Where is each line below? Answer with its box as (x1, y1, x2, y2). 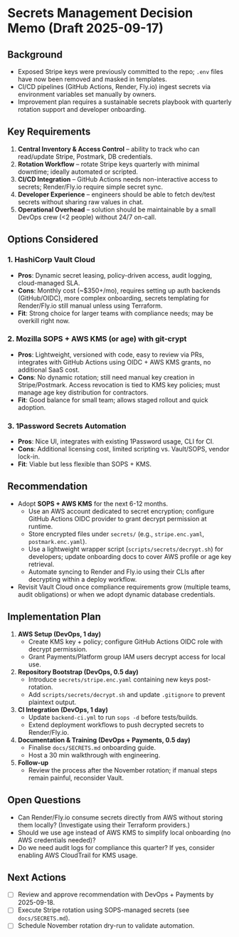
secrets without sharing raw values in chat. (17, 197, 144, 206)
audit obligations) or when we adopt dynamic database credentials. (17, 590, 216, 599)
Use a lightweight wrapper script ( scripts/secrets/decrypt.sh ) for (28, 545, 223, 553)
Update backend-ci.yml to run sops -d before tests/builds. (28, 713, 198, 721)
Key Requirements (7, 126, 91, 138)
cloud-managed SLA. (17, 278, 80, 287)
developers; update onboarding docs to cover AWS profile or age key (28, 552, 232, 560)
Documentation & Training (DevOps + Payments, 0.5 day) (17, 736, 191, 744)
